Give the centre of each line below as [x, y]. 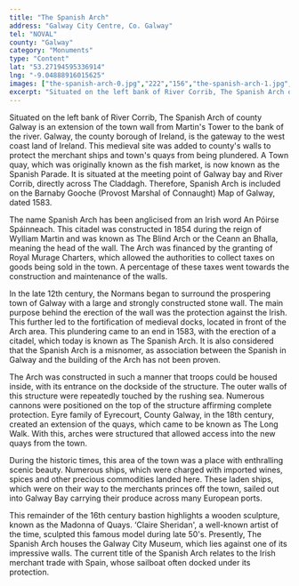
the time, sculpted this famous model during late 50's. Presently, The [136, 534]
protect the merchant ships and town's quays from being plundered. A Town [149, 155]
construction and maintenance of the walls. [89, 276]
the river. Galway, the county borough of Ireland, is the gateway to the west [147, 136]
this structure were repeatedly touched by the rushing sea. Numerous [137, 396]
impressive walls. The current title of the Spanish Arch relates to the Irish [142, 553]
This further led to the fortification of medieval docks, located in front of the [148, 322]
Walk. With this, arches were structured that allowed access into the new [142, 433]
